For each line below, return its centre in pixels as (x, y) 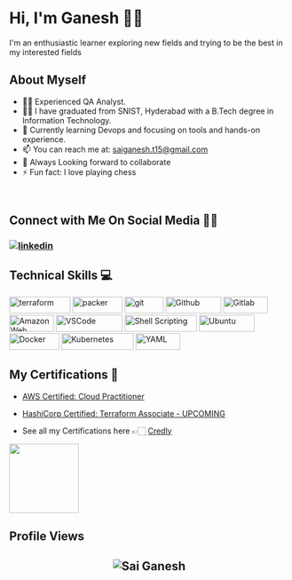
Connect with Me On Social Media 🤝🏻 (114, 221)
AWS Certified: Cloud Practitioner (83, 396)
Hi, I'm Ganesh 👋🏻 (76, 18)
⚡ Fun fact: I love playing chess (79, 171)
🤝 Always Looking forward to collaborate (96, 162)
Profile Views (47, 536)
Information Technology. (67, 120)
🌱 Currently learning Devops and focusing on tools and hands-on (141, 130)
